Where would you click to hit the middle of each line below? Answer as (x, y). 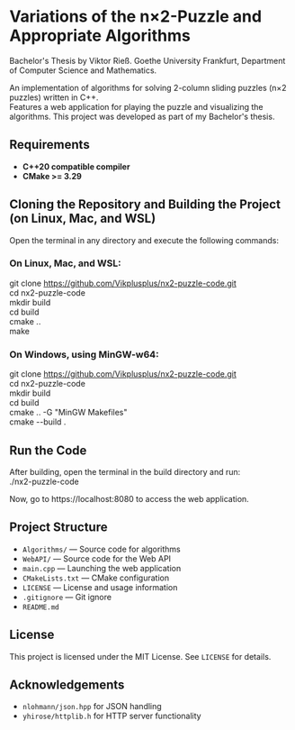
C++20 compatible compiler (76, 166)
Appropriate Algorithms (100, 36)
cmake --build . (38, 422)
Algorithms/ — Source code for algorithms (102, 549)
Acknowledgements (67, 684)
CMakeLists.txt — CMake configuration (95, 578)
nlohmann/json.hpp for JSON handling (92, 707)
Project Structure (58, 528)
